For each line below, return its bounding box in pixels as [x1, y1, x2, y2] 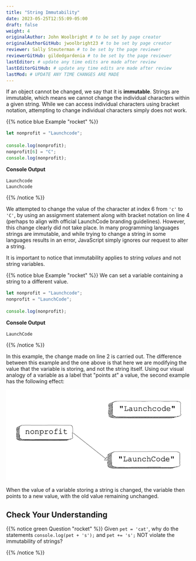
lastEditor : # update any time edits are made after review [6, 59, 157, 65]
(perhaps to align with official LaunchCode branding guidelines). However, [6, 218, 186, 225]
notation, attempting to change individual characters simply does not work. [6, 107, 188, 114]
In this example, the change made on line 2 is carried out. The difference [6, 353, 182, 360]
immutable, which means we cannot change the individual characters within [6, 94, 190, 102]
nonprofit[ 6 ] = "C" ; [6, 149, 57, 155]
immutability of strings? [6, 538, 63, 545]
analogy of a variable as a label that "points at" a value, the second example [6, 371, 190, 378]
